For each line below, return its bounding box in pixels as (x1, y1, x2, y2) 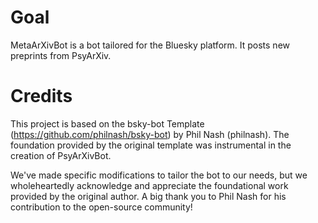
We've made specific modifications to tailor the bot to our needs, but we (10, 169, 308, 181)
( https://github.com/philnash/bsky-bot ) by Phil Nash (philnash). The (10, 128, 290, 140)
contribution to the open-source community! (10, 201, 193, 213)
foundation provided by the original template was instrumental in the (10, 139, 292, 151)
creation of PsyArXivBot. (10, 149, 112, 161)
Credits (10, 85, 73, 108)
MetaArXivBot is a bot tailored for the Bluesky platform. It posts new (10, 39, 290, 51)
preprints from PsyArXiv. (10, 49, 112, 61)
